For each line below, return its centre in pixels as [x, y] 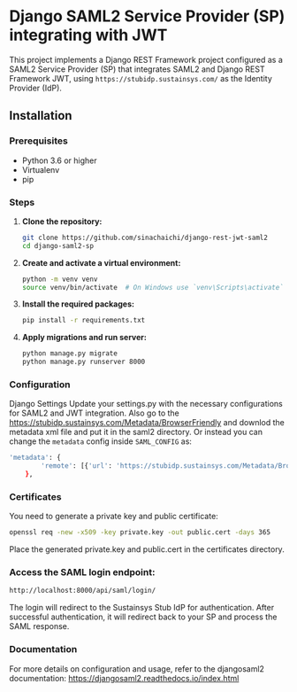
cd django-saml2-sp [58, 245]
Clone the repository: [62, 221]
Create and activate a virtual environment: [101, 262]
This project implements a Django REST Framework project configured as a [146, 59]
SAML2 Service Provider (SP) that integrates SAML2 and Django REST [137, 69]
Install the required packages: [78, 304]
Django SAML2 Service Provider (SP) [147, 16]
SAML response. [39, 626]
